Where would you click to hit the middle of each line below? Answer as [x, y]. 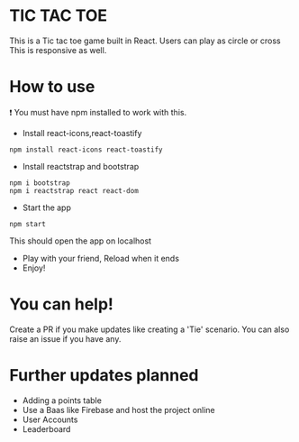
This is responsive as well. [58, 50]
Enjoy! [34, 268]
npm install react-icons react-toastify [86, 150]
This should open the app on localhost [80, 241]
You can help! [62, 304]
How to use [52, 87]
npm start [28, 224]
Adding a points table [62, 400]
